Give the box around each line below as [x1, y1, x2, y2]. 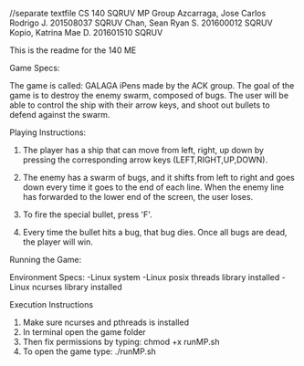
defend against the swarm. [9, 110, 110, 120]
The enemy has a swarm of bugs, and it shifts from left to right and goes [22, 173, 295, 183]
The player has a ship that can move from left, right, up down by [22, 145, 265, 155]
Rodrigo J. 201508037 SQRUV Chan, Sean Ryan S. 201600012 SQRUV [9, 17, 273, 28]
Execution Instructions [9, 299, 94, 309]
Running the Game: [9, 255, 82, 265]
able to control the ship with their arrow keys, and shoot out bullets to [9, 99, 271, 110]
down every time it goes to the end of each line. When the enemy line [22, 182, 285, 193]
